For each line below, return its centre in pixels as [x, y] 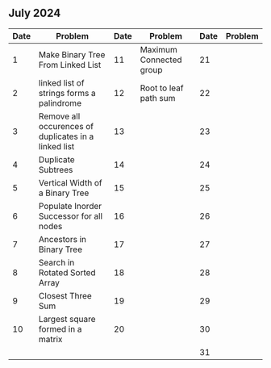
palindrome [60, 102]
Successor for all [71, 215]
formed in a [60, 328]
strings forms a [67, 93]
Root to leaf [162, 88]
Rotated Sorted [67, 272]
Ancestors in [63, 239]
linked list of [62, 82]
